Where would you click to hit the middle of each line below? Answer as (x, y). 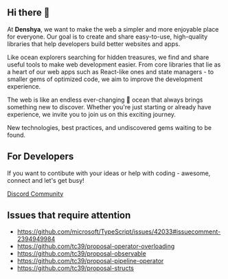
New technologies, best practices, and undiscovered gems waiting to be (109, 127)
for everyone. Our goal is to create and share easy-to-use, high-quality (107, 36)
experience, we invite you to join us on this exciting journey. (92, 114)
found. (16, 135)
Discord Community (35, 194)
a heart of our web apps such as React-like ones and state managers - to (111, 71)
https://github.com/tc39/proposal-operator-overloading (96, 246)
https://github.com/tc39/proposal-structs (75, 268)
